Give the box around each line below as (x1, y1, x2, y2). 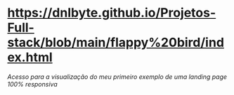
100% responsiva (7, 80, 58, 88)
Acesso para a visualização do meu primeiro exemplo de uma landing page (7, 72, 227, 81)
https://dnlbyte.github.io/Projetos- (7, 5, 216, 21)
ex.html (7, 50, 53, 66)
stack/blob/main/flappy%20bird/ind (7, 35, 225, 50)
